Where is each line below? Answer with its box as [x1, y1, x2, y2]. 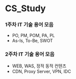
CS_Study [5, 3, 46, 14]
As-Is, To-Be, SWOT [12, 38, 53, 44]
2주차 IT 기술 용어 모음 [5, 51, 55, 58]
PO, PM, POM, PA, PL [12, 33, 55, 39]
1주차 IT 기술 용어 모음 [5, 21, 54, 28]
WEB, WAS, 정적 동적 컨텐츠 [12, 63, 67, 69]
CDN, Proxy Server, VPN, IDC [12, 68, 72, 74]
